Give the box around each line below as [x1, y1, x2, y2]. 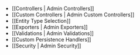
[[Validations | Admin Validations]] [11, 30, 94, 37]
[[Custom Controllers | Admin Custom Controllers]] [11, 11, 135, 18]
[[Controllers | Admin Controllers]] [11, 5, 94, 12]
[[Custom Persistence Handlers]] [11, 36, 91, 43]
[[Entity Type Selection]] [11, 18, 71, 24]
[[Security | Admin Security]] [11, 42, 81, 49]
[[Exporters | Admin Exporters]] [11, 23, 88, 30]
